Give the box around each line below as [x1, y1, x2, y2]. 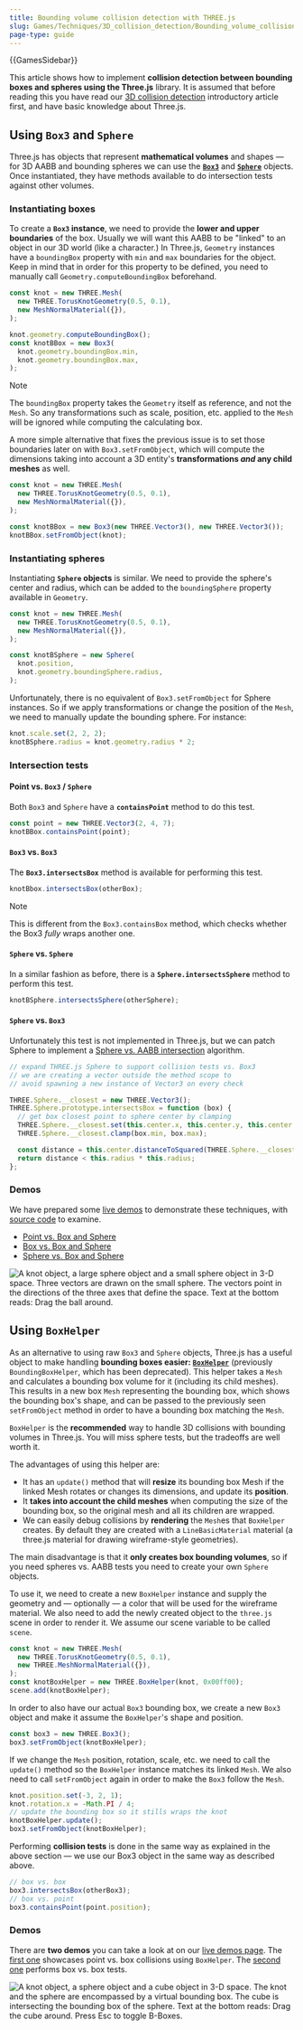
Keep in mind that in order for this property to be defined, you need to [9, 261, 269, 272]
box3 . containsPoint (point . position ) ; [9, 1903, 151, 1912]
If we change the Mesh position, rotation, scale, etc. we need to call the [9, 1754, 271, 1765]
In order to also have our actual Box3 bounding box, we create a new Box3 [9, 1702, 281, 1713]
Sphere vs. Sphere [9, 948, 74, 959]
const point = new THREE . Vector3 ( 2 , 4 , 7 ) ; [9, 819, 176, 828]
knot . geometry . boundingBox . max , [17, 355, 140, 364]
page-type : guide [9, 30, 75, 39]
